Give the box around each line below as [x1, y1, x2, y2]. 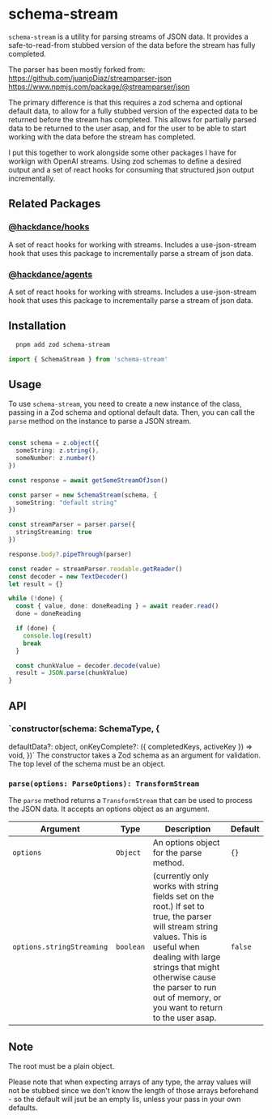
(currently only [152, 870, 209, 882]
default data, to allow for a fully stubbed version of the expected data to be [8, 106, 258, 116]
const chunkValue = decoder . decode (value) [15, 661, 161, 669]
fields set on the [152, 891, 215, 902]
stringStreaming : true [15, 528, 92, 536]
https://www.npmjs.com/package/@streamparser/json [8, 82, 190, 92]
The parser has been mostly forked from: [8, 64, 146, 74]
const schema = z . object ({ [8, 439, 100, 447]
